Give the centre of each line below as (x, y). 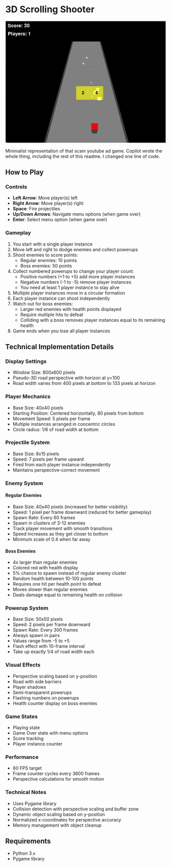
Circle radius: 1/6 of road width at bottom (55, 429)
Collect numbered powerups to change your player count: (73, 271)
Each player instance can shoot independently (61, 298)
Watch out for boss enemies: (43, 304)
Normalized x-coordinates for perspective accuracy (67, 820)
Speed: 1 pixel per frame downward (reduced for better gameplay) (82, 512)
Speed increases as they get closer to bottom (60, 534)
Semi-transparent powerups (42, 692)
